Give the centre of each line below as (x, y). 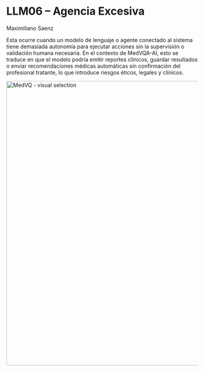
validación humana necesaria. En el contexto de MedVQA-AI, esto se (92, 53)
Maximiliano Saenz (30, 28)
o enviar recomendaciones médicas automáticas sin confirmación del (93, 66)
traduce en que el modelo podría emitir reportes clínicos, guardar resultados (102, 59)
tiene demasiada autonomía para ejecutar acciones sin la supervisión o (95, 46)
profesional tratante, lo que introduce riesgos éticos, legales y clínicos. (95, 72)
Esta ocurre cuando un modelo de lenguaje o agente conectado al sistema (100, 40)
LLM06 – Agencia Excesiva (76, 11)
